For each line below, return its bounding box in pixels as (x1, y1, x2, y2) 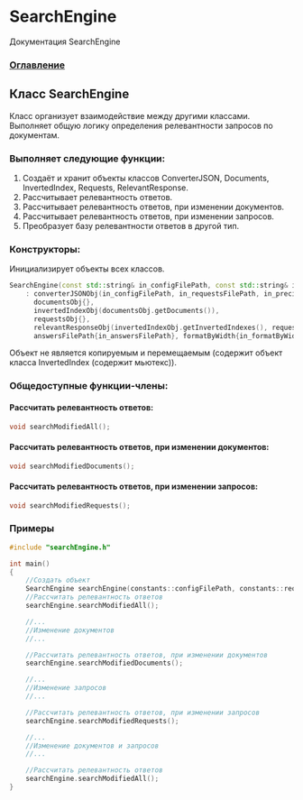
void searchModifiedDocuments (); (9, 462, 135, 471)
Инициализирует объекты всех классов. (9, 263, 165, 274)
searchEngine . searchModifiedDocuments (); (25, 658, 183, 668)
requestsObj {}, (32, 314, 91, 324)
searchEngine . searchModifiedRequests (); (25, 716, 179, 725)
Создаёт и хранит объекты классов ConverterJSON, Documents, (22, 172, 270, 183)
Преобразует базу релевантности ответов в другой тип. (22, 220, 240, 231)
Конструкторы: (9, 243, 81, 255)
